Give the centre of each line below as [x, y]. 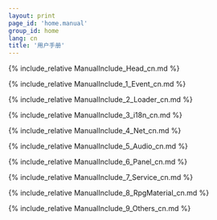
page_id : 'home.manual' [48, 23]
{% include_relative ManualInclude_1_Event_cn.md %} [97, 84]
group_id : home [34, 31]
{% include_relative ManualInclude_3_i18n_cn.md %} [95, 115]
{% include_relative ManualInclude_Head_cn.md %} [94, 68]
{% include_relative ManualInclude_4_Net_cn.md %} [95, 131]
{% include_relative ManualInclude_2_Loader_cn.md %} [100, 100]
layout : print [32, 16]
